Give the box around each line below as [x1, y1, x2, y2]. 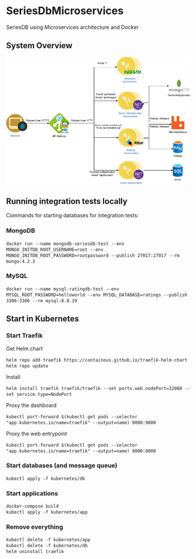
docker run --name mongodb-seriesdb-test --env [6, 240, 125, 247]
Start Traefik [6, 332, 43, 340]
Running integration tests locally [6, 196, 128, 206]
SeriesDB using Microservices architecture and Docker [6, 24, 139, 31]
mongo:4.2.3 [6, 258, 35, 264]
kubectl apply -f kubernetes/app [6, 510, 88, 515]
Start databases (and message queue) [6, 461, 118, 469]
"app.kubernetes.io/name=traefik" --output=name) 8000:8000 [6, 448, 157, 454]
